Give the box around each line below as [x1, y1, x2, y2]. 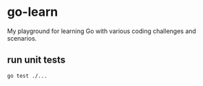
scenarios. [7, 34, 37, 42]
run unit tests [7, 54, 66, 66]
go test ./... [7, 72, 48, 79]
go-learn [7, 4, 58, 20]
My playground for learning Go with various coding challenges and [7, 27, 196, 35]
